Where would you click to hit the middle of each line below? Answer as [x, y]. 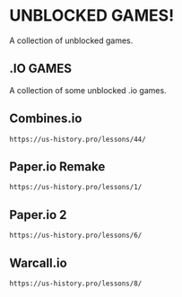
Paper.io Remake [57, 166]
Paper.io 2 [38, 215]
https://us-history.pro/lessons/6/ [76, 236]
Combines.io [46, 119]
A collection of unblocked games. [71, 40]
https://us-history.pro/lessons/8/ [76, 284]
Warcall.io [38, 262]
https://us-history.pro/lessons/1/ [76, 188]
